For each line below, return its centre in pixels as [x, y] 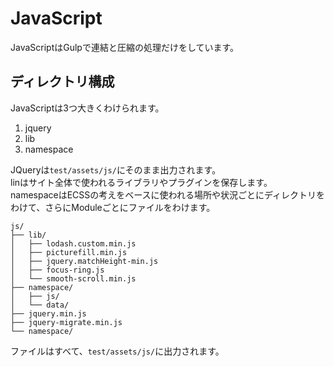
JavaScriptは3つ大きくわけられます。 [87, 108]
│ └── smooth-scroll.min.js [73, 278]
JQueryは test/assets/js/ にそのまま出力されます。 [116, 169]
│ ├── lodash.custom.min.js [73, 243]
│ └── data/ [40, 305]
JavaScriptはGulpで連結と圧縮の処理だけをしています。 [125, 47]
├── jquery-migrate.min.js [66, 322]
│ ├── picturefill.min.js [69, 252]
